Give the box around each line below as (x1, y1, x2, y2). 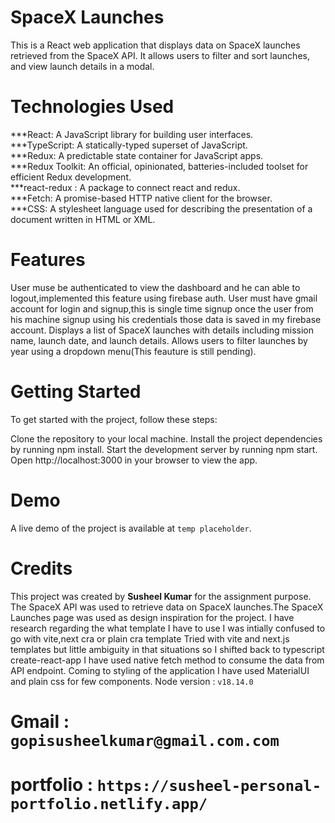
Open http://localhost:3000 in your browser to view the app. (10, 454, 258, 466)
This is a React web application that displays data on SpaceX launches (10, 39, 301, 51)
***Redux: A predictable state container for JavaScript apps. (10, 149, 264, 161)
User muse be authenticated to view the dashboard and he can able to (10, 281, 301, 293)
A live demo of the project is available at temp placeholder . (10, 522, 252, 534)
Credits (10, 557, 73, 580)
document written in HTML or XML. (10, 213, 156, 225)
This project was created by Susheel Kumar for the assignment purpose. (10, 590, 312, 602)
